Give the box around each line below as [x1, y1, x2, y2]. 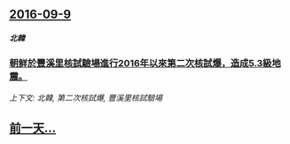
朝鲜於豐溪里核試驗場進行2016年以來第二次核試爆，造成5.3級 [9, 57, 272, 70]
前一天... [9, 121, 57, 136]
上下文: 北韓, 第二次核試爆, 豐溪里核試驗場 [9, 92, 162, 102]
